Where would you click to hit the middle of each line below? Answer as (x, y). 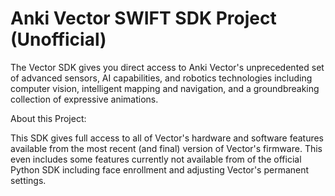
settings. (28, 180)
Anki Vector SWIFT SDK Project (143, 18)
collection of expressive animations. (84, 99)
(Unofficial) (58, 39)
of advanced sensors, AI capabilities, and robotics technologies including (161, 78)
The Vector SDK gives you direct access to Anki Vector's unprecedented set (167, 67)
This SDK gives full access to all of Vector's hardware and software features (167, 138)
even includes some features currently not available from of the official (156, 159)
